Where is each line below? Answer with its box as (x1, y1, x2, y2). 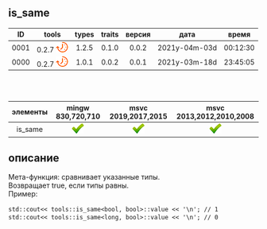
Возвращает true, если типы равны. (8, 180, 130, 190)
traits (100, 29, 119, 39)
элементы (11, 107, 48, 117)
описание (8, 151, 60, 165)
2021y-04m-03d (157, 43, 217, 52)
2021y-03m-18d (157, 57, 217, 67)
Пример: (8, 189, 38, 199)
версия (126, 29, 151, 39)
